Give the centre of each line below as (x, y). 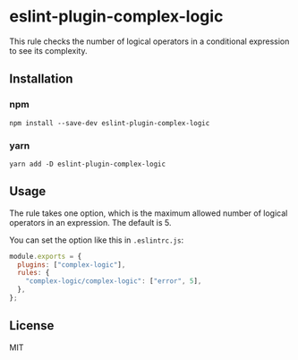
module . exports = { (46, 256)
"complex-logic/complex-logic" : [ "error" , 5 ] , (114, 281)
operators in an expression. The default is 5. (90, 222)
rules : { (34, 273)
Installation (41, 79)
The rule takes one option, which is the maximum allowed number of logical (149, 213)
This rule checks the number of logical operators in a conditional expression (149, 41)
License (32, 326)
